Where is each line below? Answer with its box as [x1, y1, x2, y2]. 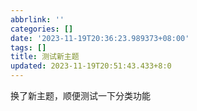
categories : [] [10, 24, 74, 34]
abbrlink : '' [10, 14, 65, 25]
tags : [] [10, 42, 47, 53]
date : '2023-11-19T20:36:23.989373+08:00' [10, 33, 190, 43]
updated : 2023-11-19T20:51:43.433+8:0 [10, 61, 172, 71]
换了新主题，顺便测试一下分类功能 [10, 90, 151, 101]
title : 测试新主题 [10, 52, 80, 62]
